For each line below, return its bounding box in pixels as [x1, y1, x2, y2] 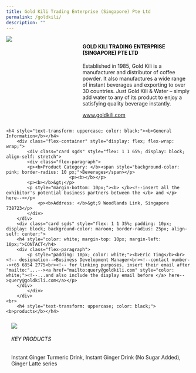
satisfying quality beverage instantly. [82, 100, 171, 107]
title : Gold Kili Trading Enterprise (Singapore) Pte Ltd [6, 8, 151, 15]
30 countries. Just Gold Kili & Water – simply [82, 87, 190, 94]
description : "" [6, 19, 46, 25]
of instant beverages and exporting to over [82, 81, 186, 88]
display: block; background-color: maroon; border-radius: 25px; [6, 226, 169, 232]
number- [171, 257, 191, 263]
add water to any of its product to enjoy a [82, 94, 183, 101]
